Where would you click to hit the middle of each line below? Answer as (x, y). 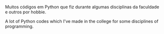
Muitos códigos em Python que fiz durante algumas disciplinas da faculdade (82, 7)
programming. (19, 26)
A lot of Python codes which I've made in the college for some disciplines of (82, 21)
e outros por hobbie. (26, 12)
